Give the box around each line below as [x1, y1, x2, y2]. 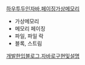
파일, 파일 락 [14, 32, 44, 40]
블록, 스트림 [14, 40, 43, 47]
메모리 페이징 [14, 25, 46, 32]
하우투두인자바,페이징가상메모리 [6, 5, 80, 12]
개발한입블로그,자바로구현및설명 [6, 53, 80, 59]
